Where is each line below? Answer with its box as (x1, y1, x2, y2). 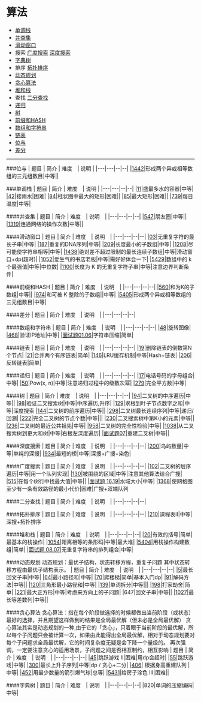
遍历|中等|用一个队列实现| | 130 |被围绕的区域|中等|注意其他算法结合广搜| (6, 470, 182, 477)
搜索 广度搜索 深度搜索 (14, 49, 71, 56)
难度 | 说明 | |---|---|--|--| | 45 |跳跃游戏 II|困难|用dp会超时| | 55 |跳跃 (16, 653, 188, 661)
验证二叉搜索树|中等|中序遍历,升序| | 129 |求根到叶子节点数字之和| (26, 400, 185, 407)
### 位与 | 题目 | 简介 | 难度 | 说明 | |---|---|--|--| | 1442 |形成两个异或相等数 (6, 164, 193, 172)
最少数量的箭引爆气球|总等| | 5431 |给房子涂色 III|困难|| (38, 668, 169, 676)
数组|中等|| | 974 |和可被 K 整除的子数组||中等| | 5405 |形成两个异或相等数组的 (6, 290, 191, 298)
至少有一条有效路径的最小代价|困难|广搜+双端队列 (6, 485, 129, 492)
